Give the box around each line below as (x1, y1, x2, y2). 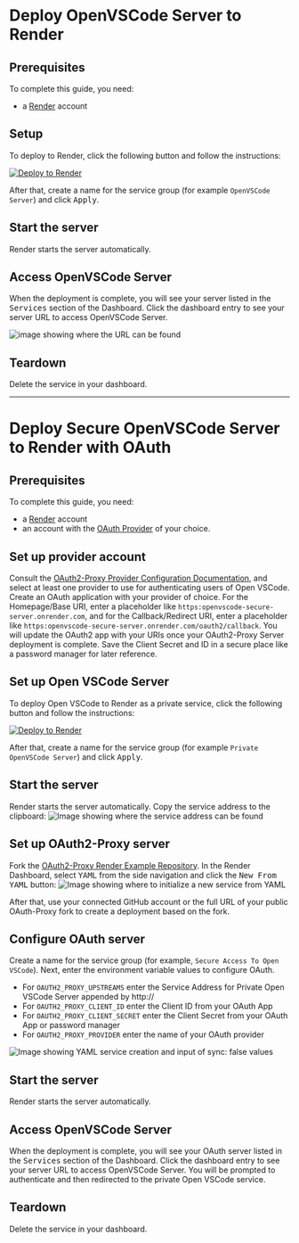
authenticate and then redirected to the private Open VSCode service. (9, 1173, 266, 1184)
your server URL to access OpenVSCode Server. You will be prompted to (9, 1165, 276, 1175)
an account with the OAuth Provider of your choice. (21, 523, 211, 534)
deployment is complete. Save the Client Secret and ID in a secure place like (9, 639, 289, 650)
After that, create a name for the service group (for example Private (9, 742, 259, 753)
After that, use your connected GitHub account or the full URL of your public (9, 896, 289, 907)
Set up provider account (9, 549, 147, 564)
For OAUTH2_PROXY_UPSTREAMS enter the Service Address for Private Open (21, 982, 285, 992)
